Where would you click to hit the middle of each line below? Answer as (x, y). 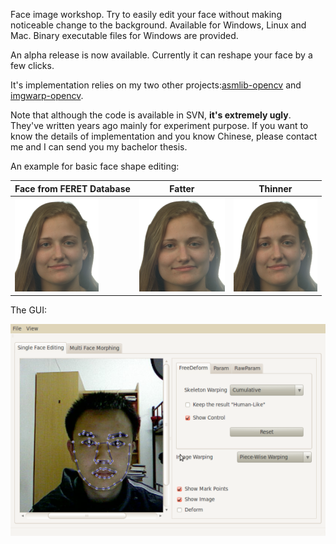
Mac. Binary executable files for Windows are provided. (124, 35)
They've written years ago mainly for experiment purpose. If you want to (159, 125)
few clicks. (32, 65)
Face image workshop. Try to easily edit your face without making (146, 14)
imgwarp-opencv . (47, 95)
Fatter (182, 188)
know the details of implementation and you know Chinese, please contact (164, 136)
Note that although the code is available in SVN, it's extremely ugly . (151, 115)
